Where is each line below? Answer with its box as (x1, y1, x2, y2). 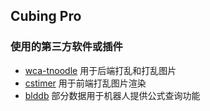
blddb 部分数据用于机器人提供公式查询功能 (24, 89, 201, 101)
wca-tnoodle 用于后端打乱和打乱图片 (24, 64, 177, 76)
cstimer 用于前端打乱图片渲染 (24, 77, 147, 89)
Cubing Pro (10, 8, 82, 25)
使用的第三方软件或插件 (10, 40, 123, 54)
